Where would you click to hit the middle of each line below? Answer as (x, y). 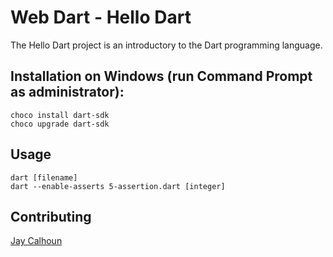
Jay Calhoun (36, 241)
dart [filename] (44, 177)
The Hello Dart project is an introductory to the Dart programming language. (166, 45)
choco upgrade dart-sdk (60, 124)
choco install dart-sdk (60, 115)
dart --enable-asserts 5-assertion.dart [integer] (118, 186)
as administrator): (67, 92)
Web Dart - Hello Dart (101, 17)
